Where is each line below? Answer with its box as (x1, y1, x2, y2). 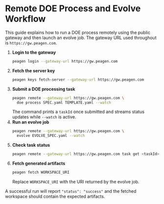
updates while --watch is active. (12, 114, 77, 120)
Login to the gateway (12, 49, 56, 55)
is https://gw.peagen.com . (5, 40, 57, 45)
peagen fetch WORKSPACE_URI (12, 170, 70, 175)
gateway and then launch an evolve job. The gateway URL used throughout (5, 35, 157, 41)
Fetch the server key (12, 68, 55, 73)
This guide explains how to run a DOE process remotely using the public (5, 29, 151, 35)
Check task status (12, 142, 50, 148)
